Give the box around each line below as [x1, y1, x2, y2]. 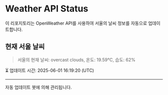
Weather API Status [5, 3, 88, 14]
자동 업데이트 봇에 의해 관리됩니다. [5, 84, 72, 90]
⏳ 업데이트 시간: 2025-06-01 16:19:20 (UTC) [5, 67, 94, 73]
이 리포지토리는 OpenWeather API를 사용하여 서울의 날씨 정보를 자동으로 [5, 20, 147, 26]
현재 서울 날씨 [5, 42, 45, 51]
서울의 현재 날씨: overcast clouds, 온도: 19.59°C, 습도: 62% [17, 56, 136, 62]
